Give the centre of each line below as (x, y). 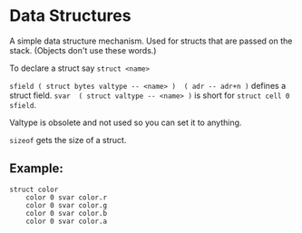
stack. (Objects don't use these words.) (83, 50)
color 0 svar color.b (66, 213)
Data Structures (70, 16)
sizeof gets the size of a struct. (68, 140)
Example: (36, 169)
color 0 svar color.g (66, 205)
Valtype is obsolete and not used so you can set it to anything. (126, 122)
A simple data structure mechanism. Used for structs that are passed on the (151, 41)
